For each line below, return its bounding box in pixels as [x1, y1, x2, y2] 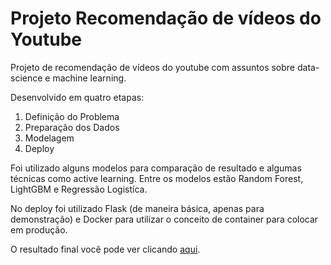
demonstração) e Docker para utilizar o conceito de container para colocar [10, 213, 319, 225]
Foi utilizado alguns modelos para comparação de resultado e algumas [10, 162, 302, 174]
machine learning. [52, 72, 127, 84]
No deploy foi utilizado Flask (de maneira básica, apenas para [10, 202, 265, 214]
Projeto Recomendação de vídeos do [10, 7, 322, 30]
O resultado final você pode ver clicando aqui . [10, 243, 201, 255]
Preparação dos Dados [24, 121, 120, 133]
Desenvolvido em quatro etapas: [10, 91, 145, 103]
